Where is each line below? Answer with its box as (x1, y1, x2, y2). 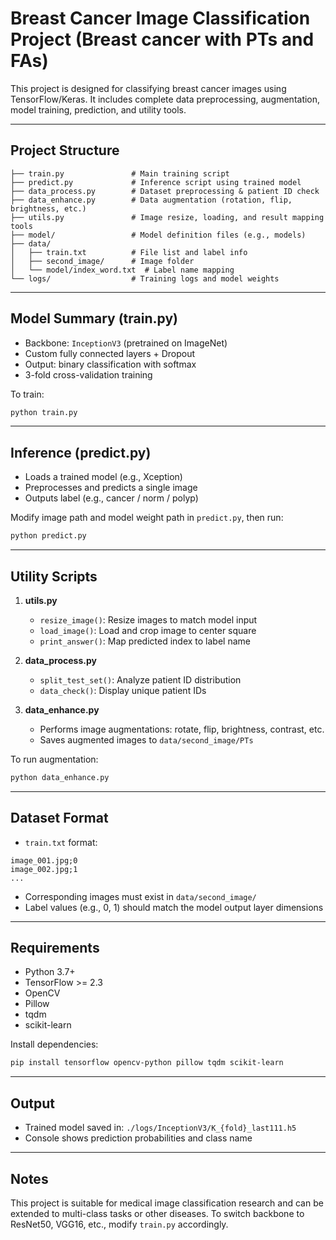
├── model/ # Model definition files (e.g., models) (10, 230, 307, 240)
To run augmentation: (10, 753, 99, 765)
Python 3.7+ (24, 966, 76, 978)
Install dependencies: (10, 1038, 99, 1051)
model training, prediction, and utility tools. (10, 103, 187, 116)
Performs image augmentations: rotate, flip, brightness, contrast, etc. (39, 723, 325, 735)
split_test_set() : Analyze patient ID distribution (39, 673, 242, 686)
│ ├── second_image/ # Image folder (10, 256, 195, 266)
